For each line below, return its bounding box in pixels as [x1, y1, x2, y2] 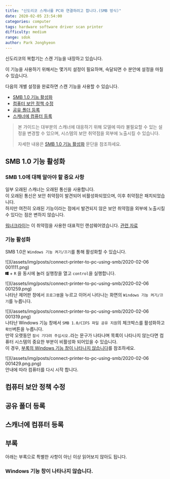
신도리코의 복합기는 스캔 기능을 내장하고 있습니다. [5, 55, 103, 61]
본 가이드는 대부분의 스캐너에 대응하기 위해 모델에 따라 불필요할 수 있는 [17, 124, 157, 130]
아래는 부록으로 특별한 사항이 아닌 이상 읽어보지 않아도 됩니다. [5, 454, 127, 460]
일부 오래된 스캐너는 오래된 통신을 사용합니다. [5, 186, 95, 192]
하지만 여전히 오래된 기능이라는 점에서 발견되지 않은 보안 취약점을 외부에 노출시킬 [5, 205, 165, 211]
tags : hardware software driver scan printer [5, 24, 103, 29]
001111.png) [5, 264, 29, 270]
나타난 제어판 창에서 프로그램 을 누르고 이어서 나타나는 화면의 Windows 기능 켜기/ [5, 291, 160, 298]
